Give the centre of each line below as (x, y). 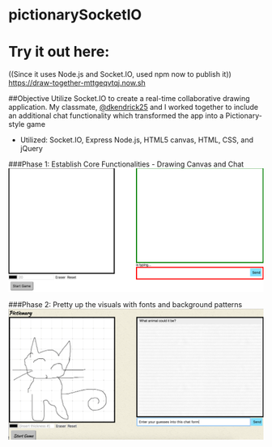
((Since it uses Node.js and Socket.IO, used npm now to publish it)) (120, 74)
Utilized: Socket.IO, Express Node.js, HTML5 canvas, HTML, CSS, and (136, 140)
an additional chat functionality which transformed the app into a (116, 116)
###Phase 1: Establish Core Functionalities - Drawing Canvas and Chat (126, 164)
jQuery (31, 149)
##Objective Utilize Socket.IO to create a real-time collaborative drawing (129, 99)
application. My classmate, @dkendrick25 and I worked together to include (134, 108)
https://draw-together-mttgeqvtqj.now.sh (77, 83)
